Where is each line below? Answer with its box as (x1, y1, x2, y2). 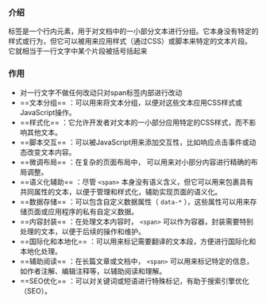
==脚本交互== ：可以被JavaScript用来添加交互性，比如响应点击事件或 (19, 137, 250, 147)
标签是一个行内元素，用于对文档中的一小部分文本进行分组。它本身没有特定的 (8, 26, 259, 36)
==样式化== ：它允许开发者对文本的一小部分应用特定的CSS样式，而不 (19, 117, 249, 127)
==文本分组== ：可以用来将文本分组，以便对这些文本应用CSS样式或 (19, 98, 242, 107)
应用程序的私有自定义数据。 (47, 206, 139, 216)
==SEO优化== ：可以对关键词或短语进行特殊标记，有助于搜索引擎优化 (19, 276, 249, 286)
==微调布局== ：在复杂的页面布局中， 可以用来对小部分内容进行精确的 (19, 157, 252, 167)
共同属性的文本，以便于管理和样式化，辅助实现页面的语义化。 (19, 186, 222, 196)
